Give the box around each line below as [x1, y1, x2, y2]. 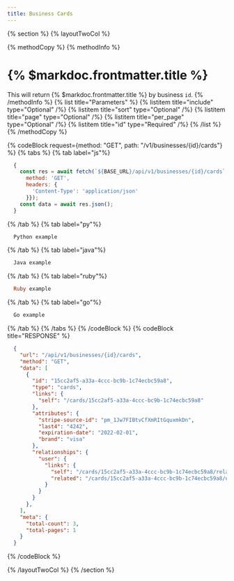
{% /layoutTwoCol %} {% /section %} [7, 566, 115, 574]
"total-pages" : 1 [25, 527, 77, 534]
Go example [13, 312, 45, 319]
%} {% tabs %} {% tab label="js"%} [7, 148, 111, 157]
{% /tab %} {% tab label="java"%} [7, 246, 107, 255]
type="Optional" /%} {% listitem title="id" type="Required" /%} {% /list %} [7, 120, 221, 128]
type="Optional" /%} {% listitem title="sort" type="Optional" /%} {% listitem [7, 105, 226, 114]
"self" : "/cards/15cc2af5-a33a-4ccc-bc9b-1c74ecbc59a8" [38, 397, 204, 405]
